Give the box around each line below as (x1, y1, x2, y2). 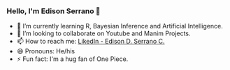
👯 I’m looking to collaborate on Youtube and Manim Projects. (16, 29, 191, 37)
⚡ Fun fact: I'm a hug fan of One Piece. (16, 55, 129, 63)
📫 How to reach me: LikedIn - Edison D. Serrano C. (16, 37, 165, 46)
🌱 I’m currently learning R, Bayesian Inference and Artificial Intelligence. (16, 22, 223, 30)
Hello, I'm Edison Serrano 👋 (6, 6, 101, 16)
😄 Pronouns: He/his (16, 47, 75, 55)
